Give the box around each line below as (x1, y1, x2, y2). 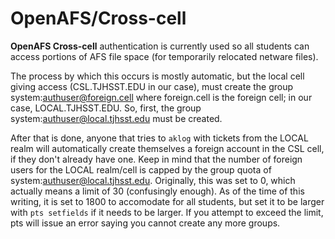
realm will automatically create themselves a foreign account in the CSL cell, (10, 142, 325, 154)
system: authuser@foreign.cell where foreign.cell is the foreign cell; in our (10, 91, 313, 103)
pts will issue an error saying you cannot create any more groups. (10, 217, 281, 229)
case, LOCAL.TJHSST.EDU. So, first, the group (10, 102, 202, 114)
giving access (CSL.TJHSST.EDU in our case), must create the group (10, 80, 294, 92)
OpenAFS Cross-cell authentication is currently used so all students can (10, 40, 310, 52)
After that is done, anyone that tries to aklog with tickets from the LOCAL (10, 132, 309, 144)
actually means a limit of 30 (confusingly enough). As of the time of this (10, 185, 305, 197)
